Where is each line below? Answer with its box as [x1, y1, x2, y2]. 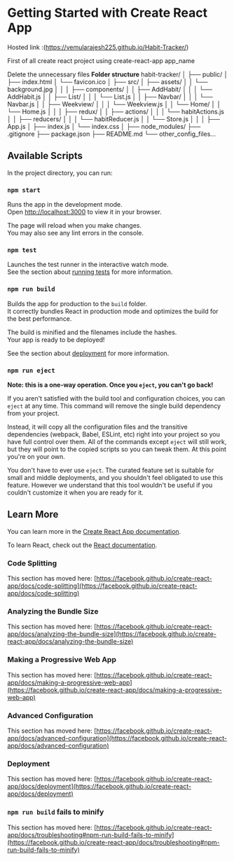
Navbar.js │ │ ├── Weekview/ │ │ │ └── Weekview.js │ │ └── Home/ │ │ [7, 99, 221, 108]
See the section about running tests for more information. [7, 268, 173, 276]
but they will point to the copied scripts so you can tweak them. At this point [7, 445, 226, 453]
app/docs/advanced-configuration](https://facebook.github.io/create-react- [7, 733, 228, 742]
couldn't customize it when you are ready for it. [7, 488, 144, 497]
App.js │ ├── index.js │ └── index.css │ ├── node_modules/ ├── [7, 122, 201, 130]
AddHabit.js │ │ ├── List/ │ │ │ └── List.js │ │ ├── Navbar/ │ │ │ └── [7, 92, 213, 101]
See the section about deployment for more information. [7, 349, 170, 357]
